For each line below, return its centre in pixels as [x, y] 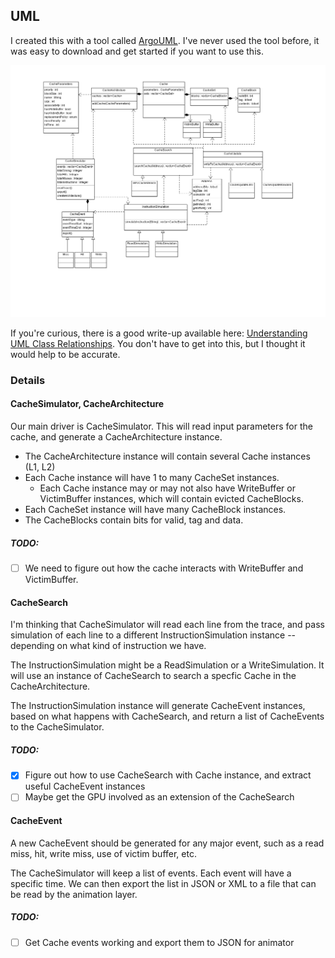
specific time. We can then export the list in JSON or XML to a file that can [163, 883]
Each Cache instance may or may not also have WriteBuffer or [167, 488]
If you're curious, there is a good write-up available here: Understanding [159, 333]
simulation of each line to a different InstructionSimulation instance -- [153, 635]
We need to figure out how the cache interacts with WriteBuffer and [164, 568]
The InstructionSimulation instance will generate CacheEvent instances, [158, 706]
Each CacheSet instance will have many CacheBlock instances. [155, 510]
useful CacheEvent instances [85, 786]
